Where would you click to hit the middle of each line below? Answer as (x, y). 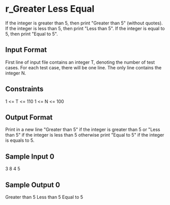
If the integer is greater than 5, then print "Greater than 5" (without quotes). (84, 23)
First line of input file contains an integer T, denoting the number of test (80, 62)
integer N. (16, 73)
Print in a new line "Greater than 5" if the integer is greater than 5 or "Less (83, 130)
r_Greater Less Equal (50, 9)
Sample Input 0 (30, 156)
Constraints (24, 89)
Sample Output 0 (33, 185)
